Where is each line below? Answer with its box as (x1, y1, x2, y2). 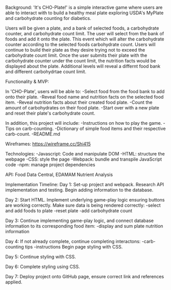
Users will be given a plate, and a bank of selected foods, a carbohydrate (5, 25, 159, 31)
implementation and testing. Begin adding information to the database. (5, 187, 154, 193)
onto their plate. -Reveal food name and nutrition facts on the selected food (5, 94, 164, 100)
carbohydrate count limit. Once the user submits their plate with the (5, 52, 148, 58)
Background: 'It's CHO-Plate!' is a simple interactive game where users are (5, 5, 163, 10)
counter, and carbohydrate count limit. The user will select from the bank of (5, 31, 164, 36)
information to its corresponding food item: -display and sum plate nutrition (5, 223, 163, 229)
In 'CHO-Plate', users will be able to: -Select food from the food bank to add (5, 88, 165, 94)
